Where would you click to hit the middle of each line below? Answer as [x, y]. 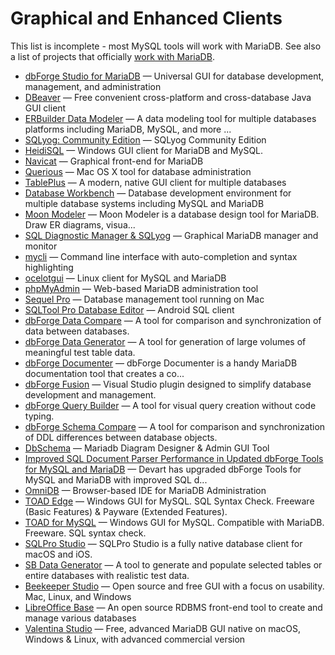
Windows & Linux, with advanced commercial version [135, 639]
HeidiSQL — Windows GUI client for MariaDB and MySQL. [144, 150]
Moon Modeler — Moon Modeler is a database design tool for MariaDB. [172, 214]
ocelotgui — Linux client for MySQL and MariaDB [125, 278]
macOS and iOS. [58, 554]
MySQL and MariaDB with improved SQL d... [116, 479]
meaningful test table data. [80, 352]
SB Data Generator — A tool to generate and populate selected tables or [173, 564]
